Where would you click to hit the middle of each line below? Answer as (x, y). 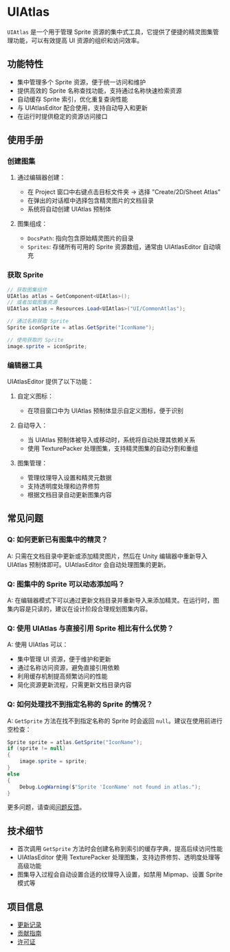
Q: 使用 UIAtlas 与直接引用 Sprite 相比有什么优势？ (91, 628)
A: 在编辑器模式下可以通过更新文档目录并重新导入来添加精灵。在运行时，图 (113, 601)
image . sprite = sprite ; (54, 762)
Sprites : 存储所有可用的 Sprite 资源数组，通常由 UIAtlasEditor (114, 247)
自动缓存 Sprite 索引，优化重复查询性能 (72, 99)
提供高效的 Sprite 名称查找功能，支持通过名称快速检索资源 (99, 91)
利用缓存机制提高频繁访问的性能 (62, 676)
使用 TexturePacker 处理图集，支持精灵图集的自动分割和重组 (113, 449)
